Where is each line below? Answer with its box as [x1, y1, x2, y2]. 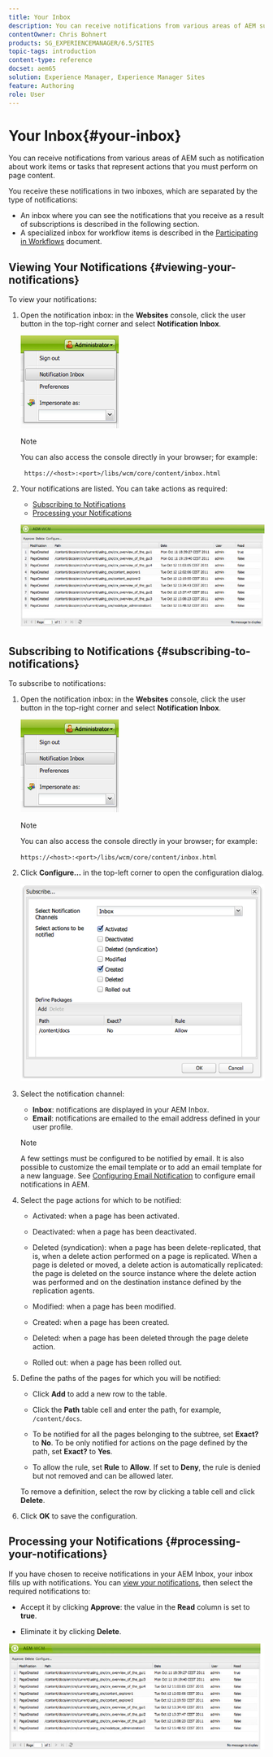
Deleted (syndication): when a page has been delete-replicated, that [32, 1242, 262, 1252]
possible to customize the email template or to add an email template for [19, 1162, 262, 1172]
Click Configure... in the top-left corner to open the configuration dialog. [19, 868, 264, 878]
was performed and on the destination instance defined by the [32, 1277, 242, 1287]
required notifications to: [8, 1586, 91, 1596]
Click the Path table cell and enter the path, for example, [32, 1405, 222, 1414]
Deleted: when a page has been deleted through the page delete [32, 1333, 249, 1343]
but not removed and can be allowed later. [32, 1471, 174, 1480]
